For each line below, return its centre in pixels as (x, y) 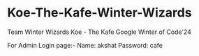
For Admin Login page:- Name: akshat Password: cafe (85, 45)
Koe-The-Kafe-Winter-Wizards (99, 13)
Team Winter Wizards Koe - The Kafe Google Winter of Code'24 (99, 32)
